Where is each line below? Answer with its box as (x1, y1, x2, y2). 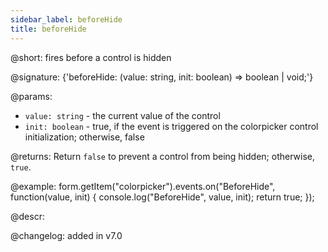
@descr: (10, 210, 45, 222)
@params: (10, 90, 53, 102)
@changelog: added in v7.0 (10, 229, 123, 241)
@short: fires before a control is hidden (10, 51, 172, 63)
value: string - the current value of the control (24, 109, 221, 121)
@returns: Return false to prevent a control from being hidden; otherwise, (10, 150, 315, 162)
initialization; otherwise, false (24, 131, 145, 143)
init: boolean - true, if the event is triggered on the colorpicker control (24, 120, 319, 132)
